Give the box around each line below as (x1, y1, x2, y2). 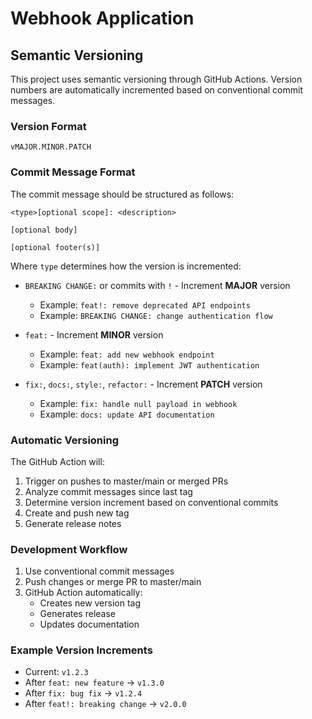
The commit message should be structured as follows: (10, 188, 235, 200)
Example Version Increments (10, 643, 153, 657)
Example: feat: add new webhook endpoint (39, 348, 215, 360)
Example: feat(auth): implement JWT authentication (39, 358, 260, 371)
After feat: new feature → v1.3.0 (24, 677, 165, 689)
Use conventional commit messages (24, 565, 175, 577)
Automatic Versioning (10, 433, 120, 447)
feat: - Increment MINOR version (24, 328, 164, 341)
